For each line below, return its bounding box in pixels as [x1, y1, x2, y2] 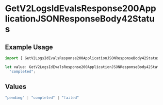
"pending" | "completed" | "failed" [5, 95, 79, 100]
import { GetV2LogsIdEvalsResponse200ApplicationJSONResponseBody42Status [5, 56, 160, 61]
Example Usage [5, 43, 53, 51]
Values [5, 83, 27, 91]
